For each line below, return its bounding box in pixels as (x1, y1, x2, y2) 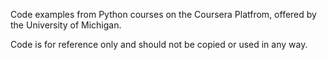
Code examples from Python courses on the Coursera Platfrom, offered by (10, 9, 317, 20)
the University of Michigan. (10, 19, 122, 31)
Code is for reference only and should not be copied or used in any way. (10, 39, 308, 50)
